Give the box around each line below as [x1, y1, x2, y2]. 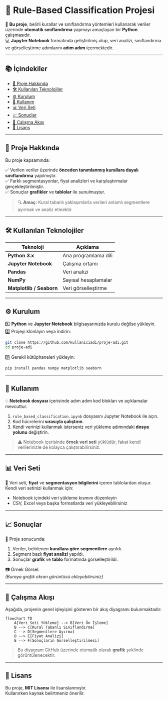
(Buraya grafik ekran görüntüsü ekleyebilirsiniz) [5, 574, 103, 580]
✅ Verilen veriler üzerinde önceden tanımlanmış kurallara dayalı [5, 167, 139, 173]
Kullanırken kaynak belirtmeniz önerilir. [5, 690, 85, 696]
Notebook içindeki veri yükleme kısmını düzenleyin [12, 495, 117, 501]
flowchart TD [5, 616, 32, 621]
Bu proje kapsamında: [5, 157, 50, 163]
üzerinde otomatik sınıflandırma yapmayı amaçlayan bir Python [5, 26, 138, 32]
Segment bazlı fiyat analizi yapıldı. [12, 551, 84, 557]
